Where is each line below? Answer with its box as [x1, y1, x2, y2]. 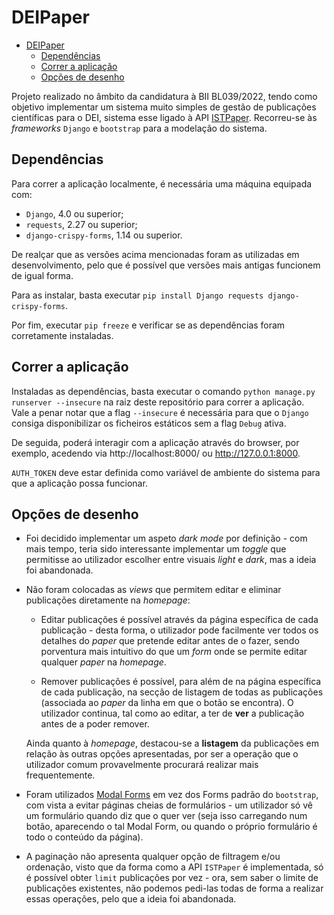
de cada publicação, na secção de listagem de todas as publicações [40, 686, 324, 698]
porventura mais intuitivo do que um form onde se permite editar [40, 646, 308, 658]
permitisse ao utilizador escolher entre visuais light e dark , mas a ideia [25, 554, 317, 566]
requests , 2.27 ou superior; [25, 218, 138, 230]
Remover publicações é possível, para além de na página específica [40, 676, 322, 688]
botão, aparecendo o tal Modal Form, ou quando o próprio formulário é [25, 821, 318, 833]
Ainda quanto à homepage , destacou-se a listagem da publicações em [25, 737, 319, 750]
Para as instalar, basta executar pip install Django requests [11, 289, 264, 301]
